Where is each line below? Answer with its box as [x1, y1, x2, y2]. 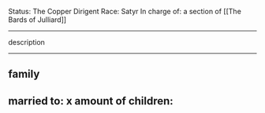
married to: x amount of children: [8, 94, 174, 108]
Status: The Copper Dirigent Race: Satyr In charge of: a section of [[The [8, 7, 242, 16]
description [8, 38, 46, 46]
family [8, 67, 40, 81]
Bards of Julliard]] [8, 15, 67, 24]
